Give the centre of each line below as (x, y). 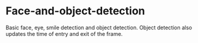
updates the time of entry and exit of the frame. (64, 33)
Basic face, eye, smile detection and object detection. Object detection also (99, 27)
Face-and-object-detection (75, 11)
